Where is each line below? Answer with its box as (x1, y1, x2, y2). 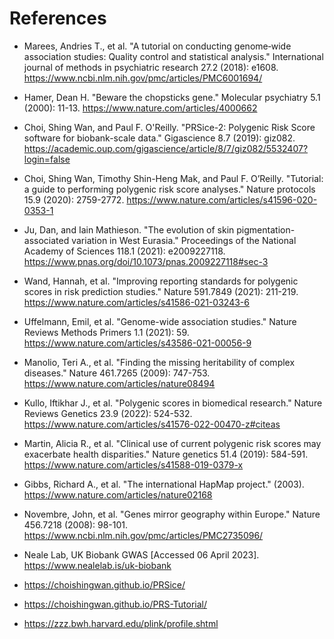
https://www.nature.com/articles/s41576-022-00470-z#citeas (23, 418, 281, 430)
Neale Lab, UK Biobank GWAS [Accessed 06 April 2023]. (23, 548, 260, 561)
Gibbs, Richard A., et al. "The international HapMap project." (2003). (23, 478, 305, 490)
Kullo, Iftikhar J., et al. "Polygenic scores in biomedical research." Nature (23, 397, 323, 409)
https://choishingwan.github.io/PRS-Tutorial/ (23, 598, 208, 610)
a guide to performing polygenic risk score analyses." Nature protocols (23, 183, 316, 195)
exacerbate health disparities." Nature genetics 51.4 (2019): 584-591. (23, 448, 309, 460)
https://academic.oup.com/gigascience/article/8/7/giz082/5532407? (23, 142, 309, 154)
